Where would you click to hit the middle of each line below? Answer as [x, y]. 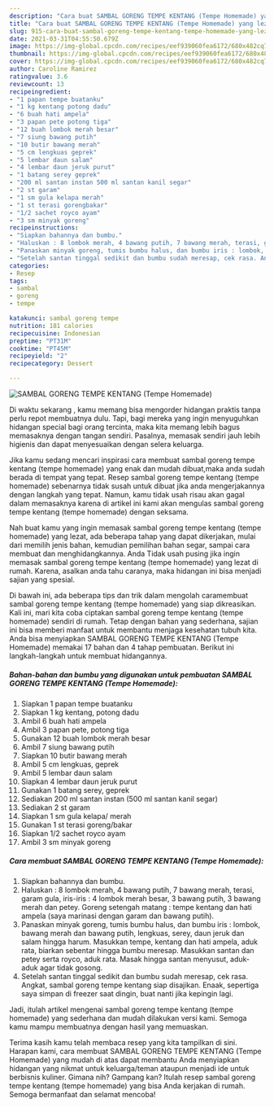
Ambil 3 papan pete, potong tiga [75, 729]
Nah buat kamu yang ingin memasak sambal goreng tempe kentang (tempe [135, 527]
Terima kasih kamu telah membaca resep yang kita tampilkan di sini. [124, 1042]
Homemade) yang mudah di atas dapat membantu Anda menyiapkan [124, 1060]
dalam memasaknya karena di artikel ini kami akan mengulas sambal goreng [137, 503]
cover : [20, 62]
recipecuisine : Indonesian [55, 333]
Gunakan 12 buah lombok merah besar [86, 738]
